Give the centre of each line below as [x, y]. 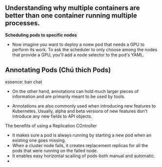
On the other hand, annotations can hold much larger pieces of [75, 91]
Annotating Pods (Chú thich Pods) [58, 70]
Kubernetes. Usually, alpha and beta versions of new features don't [80, 111]
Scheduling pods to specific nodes [41, 35]
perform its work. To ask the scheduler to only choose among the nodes [85, 49]
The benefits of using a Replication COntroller [51, 126]
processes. [22, 23]
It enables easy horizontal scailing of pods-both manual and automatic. [83, 156]
